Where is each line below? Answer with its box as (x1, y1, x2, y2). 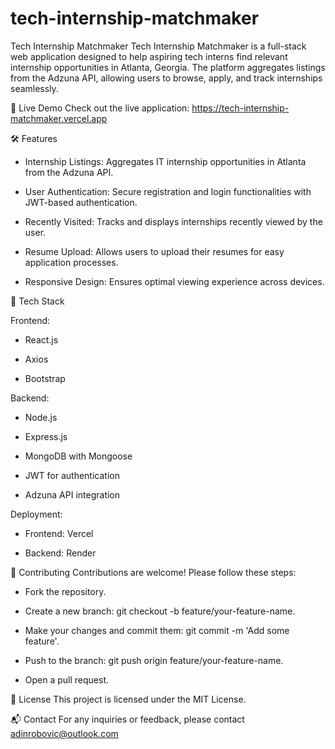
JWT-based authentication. (24, 196, 138, 208)
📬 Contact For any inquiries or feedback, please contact (10, 713, 245, 725)
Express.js (24, 430, 68, 442)
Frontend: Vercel (24, 527, 94, 539)
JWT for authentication (24, 469, 120, 481)
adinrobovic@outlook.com (10, 727, 119, 739)
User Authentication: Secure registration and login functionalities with (24, 185, 312, 197)
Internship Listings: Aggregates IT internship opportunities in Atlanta (24, 155, 307, 167)
